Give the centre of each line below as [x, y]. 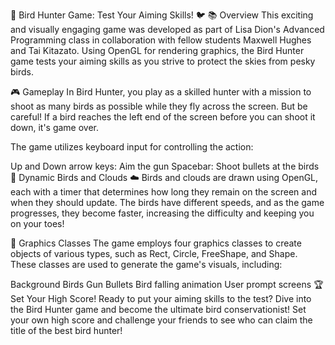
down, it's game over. [55, 127]
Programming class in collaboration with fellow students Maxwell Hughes [161, 40]
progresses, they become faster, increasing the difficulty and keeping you [162, 213]
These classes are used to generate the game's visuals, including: [146, 264]
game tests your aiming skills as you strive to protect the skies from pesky [163, 61]
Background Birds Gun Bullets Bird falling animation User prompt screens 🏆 [167, 284]
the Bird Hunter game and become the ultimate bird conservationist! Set [158, 309]
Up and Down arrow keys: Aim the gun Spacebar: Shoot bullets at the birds [165, 166]
